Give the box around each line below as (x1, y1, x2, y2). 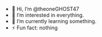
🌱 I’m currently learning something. (11, 18, 97, 24)
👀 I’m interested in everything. (11, 12, 84, 18)
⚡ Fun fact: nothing (11, 24, 58, 31)
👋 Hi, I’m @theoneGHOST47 (11, 6, 79, 12)
